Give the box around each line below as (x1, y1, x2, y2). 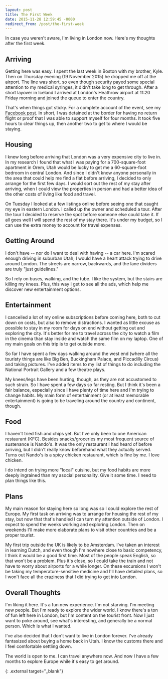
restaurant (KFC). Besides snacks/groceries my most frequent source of (5, 436, 154, 442)
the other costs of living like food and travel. (5, 191, 96, 197)
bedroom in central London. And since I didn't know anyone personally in (5, 169, 156, 176)
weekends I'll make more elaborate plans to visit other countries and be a (5, 527, 156, 533)
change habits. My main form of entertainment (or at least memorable (5, 392, 149, 398)
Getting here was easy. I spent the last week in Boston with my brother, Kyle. (5, 68, 163, 74)
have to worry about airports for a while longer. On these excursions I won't (5, 563, 161, 569)
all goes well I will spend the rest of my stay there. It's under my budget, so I (5, 217, 163, 223)
